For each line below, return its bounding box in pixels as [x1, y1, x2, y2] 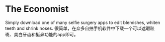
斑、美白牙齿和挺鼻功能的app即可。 [5, 31, 79, 37]
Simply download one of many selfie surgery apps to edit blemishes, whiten [5, 20, 161, 25]
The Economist [5, 3, 69, 15]
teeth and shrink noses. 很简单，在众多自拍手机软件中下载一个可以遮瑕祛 [5, 25, 155, 31]
